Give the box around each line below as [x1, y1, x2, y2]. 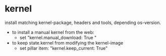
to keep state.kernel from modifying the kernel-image [12, 39, 124, 45]
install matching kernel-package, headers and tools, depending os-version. [5, 19, 161, 25]
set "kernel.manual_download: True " [19, 34, 97, 40]
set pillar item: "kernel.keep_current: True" [19, 45, 108, 51]
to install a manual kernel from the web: [12, 29, 94, 35]
